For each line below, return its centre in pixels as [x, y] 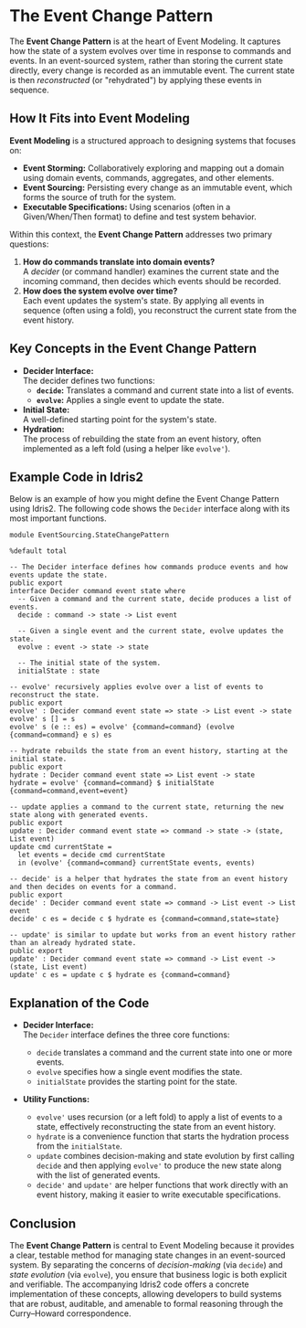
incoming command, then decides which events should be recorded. [152, 281]
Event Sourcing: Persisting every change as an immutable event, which [158, 187]
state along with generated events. [79, 815]
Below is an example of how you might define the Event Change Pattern [144, 499]
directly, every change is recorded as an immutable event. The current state [152, 70]
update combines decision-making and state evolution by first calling [165, 1156]
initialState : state [59, 671]
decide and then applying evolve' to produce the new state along [159, 1165]
